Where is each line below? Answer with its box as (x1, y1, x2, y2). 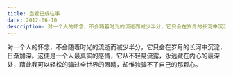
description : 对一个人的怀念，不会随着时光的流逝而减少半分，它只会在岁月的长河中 (7, 23, 218, 30)
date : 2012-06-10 (7, 17, 58, 24)
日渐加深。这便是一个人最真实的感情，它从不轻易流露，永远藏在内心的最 (7, 51, 214, 60)
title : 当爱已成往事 (7, 10, 60, 17)
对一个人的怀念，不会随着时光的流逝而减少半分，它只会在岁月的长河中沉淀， (7, 43, 226, 51)
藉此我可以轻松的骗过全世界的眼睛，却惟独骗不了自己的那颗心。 (19, 60, 202, 69)
